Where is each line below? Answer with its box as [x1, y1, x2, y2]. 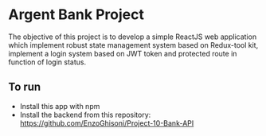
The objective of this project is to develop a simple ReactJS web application [8, 32, 257, 41]
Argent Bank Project [8, 6, 145, 24]
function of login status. [8, 57, 86, 67]
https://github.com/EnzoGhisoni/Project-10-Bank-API [19, 118, 194, 128]
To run [8, 80, 41, 94]
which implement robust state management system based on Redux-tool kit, [8, 40, 259, 49]
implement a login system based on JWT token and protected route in [8, 49, 237, 58]
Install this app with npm [19, 101, 100, 111]
